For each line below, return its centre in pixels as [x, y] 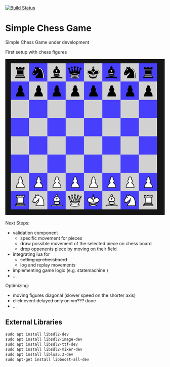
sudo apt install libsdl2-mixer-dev [44, 349]
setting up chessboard [44, 260]
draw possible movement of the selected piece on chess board [86, 244]
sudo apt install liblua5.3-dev [39, 354]
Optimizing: [17, 286]
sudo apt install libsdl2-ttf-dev [42, 344]
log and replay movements [48, 265]
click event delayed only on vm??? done [54, 301]
